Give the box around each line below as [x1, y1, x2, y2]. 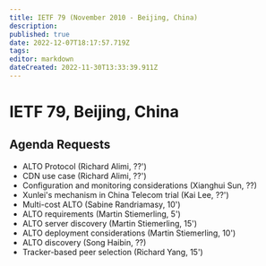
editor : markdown [9, 55, 74, 64]
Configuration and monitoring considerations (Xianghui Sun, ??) [21, 180, 258, 191]
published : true [9, 30, 70, 39]
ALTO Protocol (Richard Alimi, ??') [21, 160, 148, 171]
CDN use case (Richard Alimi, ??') [21, 170, 147, 181]
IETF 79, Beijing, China [9, 102, 179, 122]
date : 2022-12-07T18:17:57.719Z [9, 38, 130, 47]
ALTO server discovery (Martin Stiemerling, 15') [21, 218, 198, 228]
